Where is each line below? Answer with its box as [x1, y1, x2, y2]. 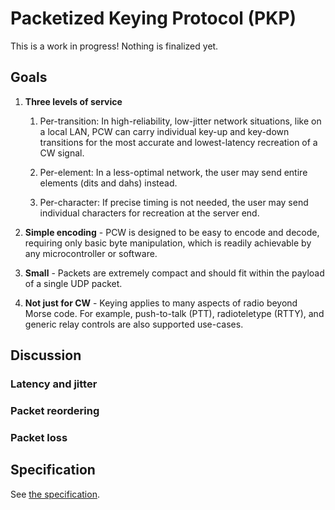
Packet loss [10, 430, 68, 444]
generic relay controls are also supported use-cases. [24, 318, 244, 330]
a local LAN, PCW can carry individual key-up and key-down [39, 125, 290, 137]
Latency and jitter [10, 377, 98, 391]
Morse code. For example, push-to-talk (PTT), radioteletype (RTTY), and [24, 307, 325, 319]
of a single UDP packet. [24, 277, 123, 289]
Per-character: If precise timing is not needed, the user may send [39, 196, 309, 208]
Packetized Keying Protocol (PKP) [10, 7, 297, 30]
